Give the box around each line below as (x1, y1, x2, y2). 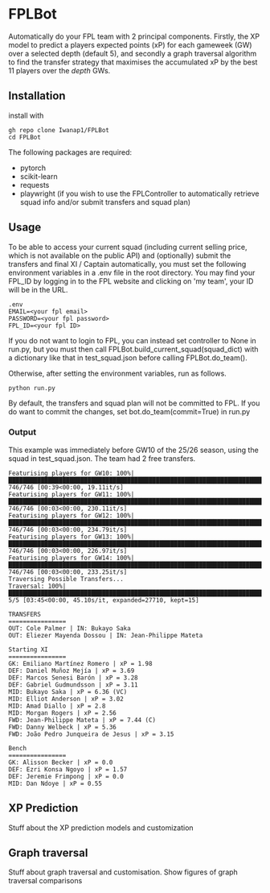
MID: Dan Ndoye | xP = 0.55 (8, 779, 103, 787)
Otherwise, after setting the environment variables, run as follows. (8, 368, 227, 378)
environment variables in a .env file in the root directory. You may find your (8, 268, 256, 277)
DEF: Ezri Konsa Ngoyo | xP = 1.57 (8, 765, 128, 774)
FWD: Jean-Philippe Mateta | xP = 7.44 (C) (8, 716, 157, 724)
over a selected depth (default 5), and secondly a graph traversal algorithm (8, 48, 257, 58)
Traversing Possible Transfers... (8, 575, 125, 583)
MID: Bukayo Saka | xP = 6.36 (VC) (8, 687, 128, 696)
